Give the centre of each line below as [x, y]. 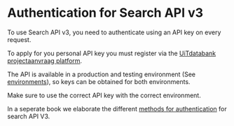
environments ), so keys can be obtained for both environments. [99, 81]
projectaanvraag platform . [45, 60]
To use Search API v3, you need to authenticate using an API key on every [114, 32]
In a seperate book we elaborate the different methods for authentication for [117, 108]
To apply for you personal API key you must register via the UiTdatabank [112, 53]
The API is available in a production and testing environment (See [102, 74]
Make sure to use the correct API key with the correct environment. [104, 95]
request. [19, 39]
